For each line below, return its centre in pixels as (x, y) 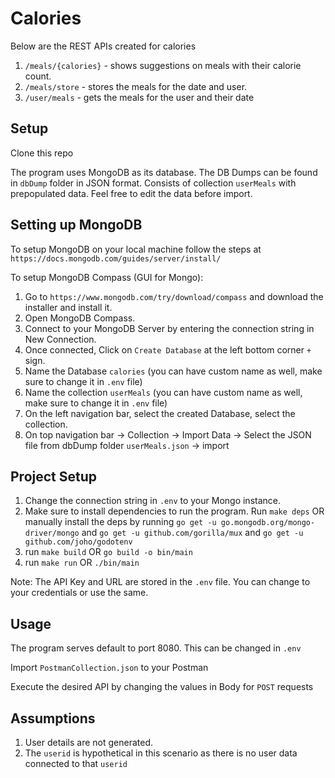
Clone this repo (42, 153)
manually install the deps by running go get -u (120, 522)
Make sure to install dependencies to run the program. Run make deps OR (174, 511)
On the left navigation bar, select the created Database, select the (160, 413)
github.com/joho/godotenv (78, 542)
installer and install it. (68, 307)
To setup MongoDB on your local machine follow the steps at (136, 249)
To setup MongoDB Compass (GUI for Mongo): (107, 277)
